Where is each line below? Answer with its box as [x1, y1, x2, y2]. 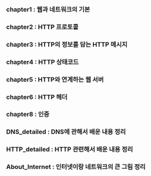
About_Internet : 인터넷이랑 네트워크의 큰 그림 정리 [6, 163, 146, 171]
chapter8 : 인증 [6, 110, 49, 119]
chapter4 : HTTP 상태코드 [6, 58, 79, 66]
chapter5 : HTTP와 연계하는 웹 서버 [6, 75, 104, 84]
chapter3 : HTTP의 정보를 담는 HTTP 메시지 [6, 40, 128, 48]
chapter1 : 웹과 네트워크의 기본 [6, 5, 90, 13]
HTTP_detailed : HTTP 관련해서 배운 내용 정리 [6, 145, 133, 153]
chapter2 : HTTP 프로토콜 [6, 23, 79, 31]
